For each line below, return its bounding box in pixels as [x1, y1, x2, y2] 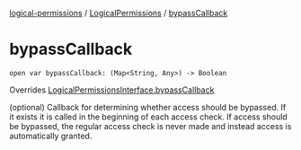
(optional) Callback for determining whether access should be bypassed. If [9, 101, 287, 112]
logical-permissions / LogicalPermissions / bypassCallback [9, 8, 228, 18]
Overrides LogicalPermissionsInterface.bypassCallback [9, 84, 215, 95]
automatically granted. [9, 130, 93, 141]
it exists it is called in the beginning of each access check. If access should [9, 111, 288, 122]
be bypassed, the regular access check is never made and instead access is [9, 120, 292, 131]
